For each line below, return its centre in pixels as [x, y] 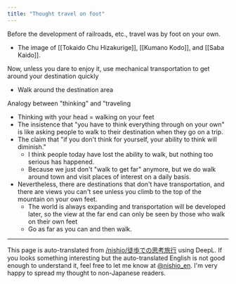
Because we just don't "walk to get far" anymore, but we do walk [122, 169]
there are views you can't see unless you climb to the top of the [109, 191]
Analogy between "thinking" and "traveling [69, 103]
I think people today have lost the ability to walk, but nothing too [120, 154]
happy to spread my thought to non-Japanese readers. [87, 273]
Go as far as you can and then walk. [80, 228]
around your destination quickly [53, 76]
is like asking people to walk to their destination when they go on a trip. [120, 131]
